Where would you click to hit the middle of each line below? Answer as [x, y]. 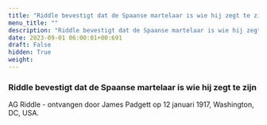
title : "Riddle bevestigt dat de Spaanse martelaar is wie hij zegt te [129, 15]
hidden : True [30, 52]
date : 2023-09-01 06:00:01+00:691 [66, 38]
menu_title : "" [33, 23]
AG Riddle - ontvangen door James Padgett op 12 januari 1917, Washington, [131, 104]
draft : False [30, 45]
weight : [21, 60]
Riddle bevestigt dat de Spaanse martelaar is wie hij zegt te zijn [132, 87]
